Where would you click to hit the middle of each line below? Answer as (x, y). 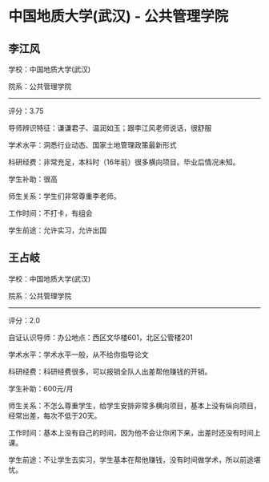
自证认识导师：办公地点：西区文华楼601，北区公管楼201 (101, 337)
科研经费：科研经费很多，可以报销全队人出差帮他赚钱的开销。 (110, 371)
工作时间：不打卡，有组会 (50, 213)
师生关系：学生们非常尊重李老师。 (64, 196)
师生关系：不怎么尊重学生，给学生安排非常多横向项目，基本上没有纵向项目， (134, 405)
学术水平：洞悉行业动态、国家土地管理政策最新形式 (92, 145)
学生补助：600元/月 (41, 388)
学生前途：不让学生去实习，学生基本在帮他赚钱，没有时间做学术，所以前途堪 (134, 460)
